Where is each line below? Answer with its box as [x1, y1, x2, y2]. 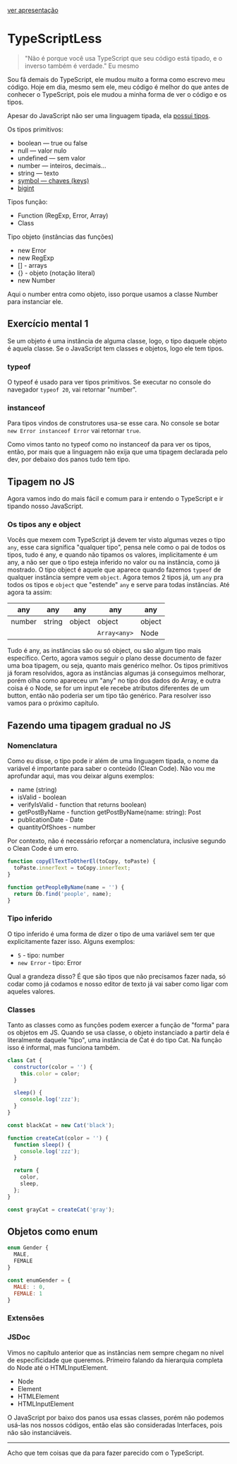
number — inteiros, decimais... [17, 161, 107, 170]
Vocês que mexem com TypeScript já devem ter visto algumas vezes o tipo [7, 536, 226, 544]
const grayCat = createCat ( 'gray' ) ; [7, 1206, 115, 1213]
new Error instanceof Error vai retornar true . [7, 427, 141, 435]
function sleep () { [13, 1141, 71, 1148]
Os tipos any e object [7, 519, 81, 529]
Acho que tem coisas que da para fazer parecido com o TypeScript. [7, 1448, 205, 1457]
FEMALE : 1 [13, 1289, 42, 1297]
